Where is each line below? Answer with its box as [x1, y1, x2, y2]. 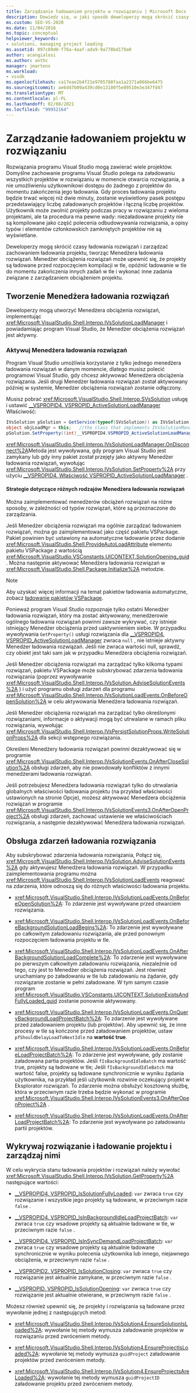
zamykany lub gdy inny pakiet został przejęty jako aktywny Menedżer [6, 453, 174, 460]
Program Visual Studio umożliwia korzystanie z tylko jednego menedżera [6, 359, 181, 366]
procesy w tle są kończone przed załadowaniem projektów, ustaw [14, 1027, 173, 1034]
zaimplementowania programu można [6, 870, 97, 878]
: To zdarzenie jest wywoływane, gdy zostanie [72, 1051, 183, 1058]
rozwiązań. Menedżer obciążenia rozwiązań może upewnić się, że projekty [6, 256, 187, 263]
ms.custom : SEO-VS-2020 [6, 19, 64, 25]
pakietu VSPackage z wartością [6, 547, 83, 554]
